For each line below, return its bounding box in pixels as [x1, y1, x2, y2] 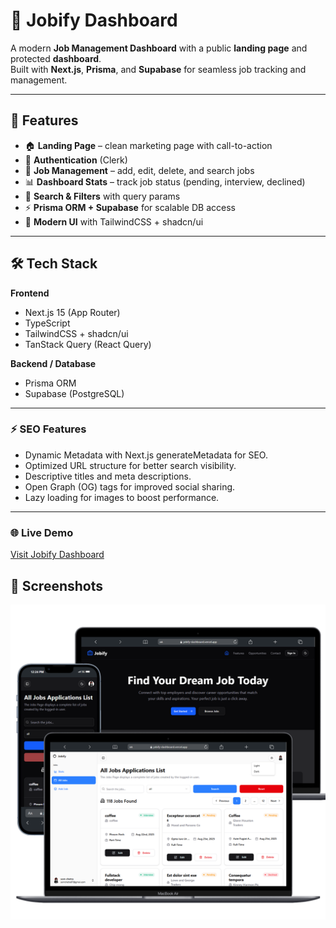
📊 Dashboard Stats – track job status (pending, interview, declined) [24, 175, 306, 188]
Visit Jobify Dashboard [10, 549, 105, 561]
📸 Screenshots [10, 577, 104, 594]
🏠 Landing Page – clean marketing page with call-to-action [24, 139, 273, 151]
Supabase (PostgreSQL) [24, 387, 125, 399]
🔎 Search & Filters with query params [24, 190, 181, 202]
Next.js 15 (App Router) [24, 306, 121, 318]
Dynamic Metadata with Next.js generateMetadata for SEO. [24, 449, 268, 461]
